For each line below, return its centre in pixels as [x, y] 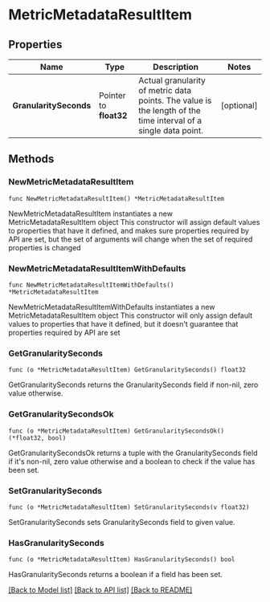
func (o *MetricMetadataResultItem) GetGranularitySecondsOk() [117, 431]
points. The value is [175, 100]
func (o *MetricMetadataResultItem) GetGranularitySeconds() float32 [127, 370]
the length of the [170, 110]
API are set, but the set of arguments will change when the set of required [131, 239]
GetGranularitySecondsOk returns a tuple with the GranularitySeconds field [133, 453]
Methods [31, 159]
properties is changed [45, 247]
